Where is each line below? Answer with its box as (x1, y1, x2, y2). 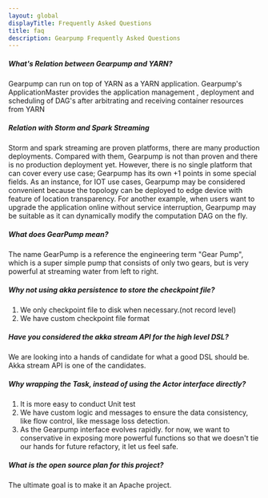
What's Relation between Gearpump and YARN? (8, 58, 174, 68)
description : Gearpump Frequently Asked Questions (8, 34, 181, 42)
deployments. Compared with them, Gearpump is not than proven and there (8, 151, 258, 161)
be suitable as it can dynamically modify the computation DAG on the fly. (8, 211, 248, 221)
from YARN (8, 105, 46, 114)
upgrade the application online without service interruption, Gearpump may (8, 203, 257, 212)
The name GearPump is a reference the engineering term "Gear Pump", (8, 250, 244, 259)
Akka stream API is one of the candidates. (8, 361, 146, 371)
